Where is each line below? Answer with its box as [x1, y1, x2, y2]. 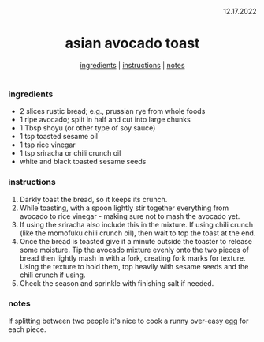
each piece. [8, 324, 46, 334]
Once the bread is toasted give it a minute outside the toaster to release [19, 236, 252, 246]
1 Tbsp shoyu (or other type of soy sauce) [19, 123, 156, 133]
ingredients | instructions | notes [80, 60, 185, 70]
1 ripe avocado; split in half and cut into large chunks [19, 115, 191, 125]
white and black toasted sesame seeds [19, 157, 147, 167]
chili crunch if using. [19, 270, 86, 280]
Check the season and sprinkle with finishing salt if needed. [19, 278, 214, 288]
